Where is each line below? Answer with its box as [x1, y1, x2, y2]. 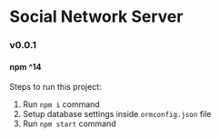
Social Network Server [9, 6, 184, 27]
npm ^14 [9, 61, 42, 72]
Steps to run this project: [9, 82, 102, 93]
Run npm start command [22, 118, 116, 129]
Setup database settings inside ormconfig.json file [22, 109, 212, 120]
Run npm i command [22, 99, 100, 110]
